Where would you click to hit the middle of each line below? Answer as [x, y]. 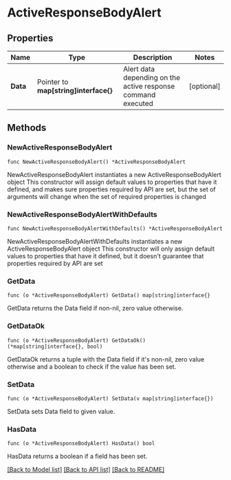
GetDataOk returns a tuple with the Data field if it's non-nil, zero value [106, 359]
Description [153, 58]
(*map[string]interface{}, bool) [55, 346]
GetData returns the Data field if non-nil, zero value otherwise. [95, 309]
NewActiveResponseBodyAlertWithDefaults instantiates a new [95, 241]
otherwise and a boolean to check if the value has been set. [92, 366]
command [140, 95]
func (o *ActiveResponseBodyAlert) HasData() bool [81, 444]
